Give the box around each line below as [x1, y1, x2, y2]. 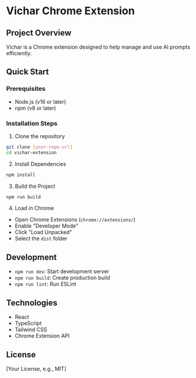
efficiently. [6, 50, 32, 57]
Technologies [6, 297, 58, 307]
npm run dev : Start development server [14, 268, 110, 275]
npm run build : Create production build [14, 274, 111, 281]
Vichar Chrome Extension [6, 4, 135, 18]
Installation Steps [6, 119, 58, 127]
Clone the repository [14, 132, 65, 140]
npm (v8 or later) [14, 104, 56, 111]
